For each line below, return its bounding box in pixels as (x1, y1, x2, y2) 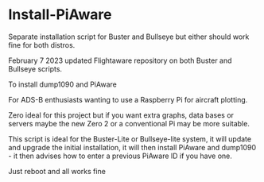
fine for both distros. (8, 40, 76, 49)
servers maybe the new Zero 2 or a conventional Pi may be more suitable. (8, 118, 250, 128)
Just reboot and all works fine (8, 166, 106, 176)
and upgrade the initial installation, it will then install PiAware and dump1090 (8, 142, 257, 152)
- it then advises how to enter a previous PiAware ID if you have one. (8, 151, 233, 161)
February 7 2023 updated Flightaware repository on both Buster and (8, 56, 232, 65)
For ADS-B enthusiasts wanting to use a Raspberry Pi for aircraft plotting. (8, 95, 248, 104)
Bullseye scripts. (8, 64, 62, 73)
